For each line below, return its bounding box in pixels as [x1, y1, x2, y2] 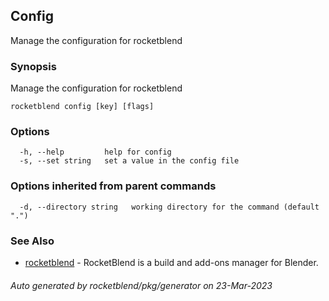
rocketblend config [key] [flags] [10, 102, 155, 112]
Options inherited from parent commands [10, 179, 217, 193]
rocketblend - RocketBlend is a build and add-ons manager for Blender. [24, 257, 319, 268]
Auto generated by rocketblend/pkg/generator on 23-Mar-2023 [10, 279, 273, 291]
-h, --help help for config [19, 147, 172, 158]
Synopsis [10, 59, 57, 73]
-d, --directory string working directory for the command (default [19, 202, 320, 212]
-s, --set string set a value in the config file [19, 156, 240, 166]
